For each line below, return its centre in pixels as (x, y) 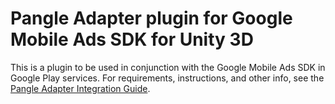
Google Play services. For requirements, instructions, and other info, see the (167, 78)
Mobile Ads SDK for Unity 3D (132, 39)
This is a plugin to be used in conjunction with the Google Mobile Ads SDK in (168, 67)
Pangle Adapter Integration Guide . (80, 88)
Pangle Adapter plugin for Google (151, 18)
